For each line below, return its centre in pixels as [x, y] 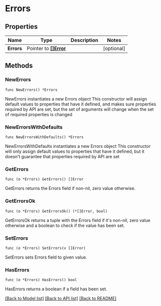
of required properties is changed [39, 114]
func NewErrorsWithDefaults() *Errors [44, 137]
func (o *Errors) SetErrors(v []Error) [45, 248]
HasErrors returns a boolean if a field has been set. [56, 289]
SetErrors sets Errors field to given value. [46, 257]
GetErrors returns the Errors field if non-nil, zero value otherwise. [70, 188]
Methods [19, 66]
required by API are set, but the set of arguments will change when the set [80, 109]
